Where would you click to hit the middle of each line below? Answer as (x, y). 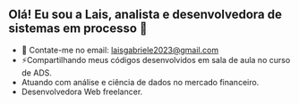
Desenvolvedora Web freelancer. (82, 92)
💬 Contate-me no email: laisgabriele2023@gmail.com (120, 50)
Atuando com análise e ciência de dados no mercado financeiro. (140, 82)
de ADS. (37, 72)
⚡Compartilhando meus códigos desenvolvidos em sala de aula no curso (156, 60)
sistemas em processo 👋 (78, 29)
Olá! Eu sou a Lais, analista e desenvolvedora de (145, 15)
